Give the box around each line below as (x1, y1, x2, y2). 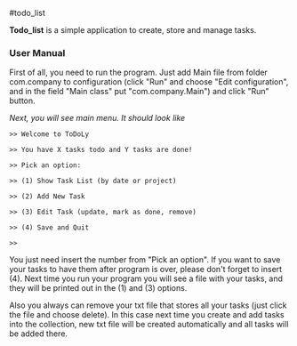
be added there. (9, 328, 68, 339)
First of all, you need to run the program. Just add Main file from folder (9, 67, 269, 78)
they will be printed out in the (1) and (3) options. (9, 283, 188, 294)
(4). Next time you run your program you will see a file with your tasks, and (9, 273, 283, 284)
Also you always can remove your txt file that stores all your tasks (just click (9, 300, 287, 310)
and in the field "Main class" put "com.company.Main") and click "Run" (9, 86, 269, 97)
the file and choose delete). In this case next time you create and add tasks (9, 310, 285, 320)
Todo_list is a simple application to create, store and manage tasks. (9, 25, 257, 35)
